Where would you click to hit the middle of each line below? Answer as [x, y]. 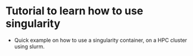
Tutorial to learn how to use [74, 11]
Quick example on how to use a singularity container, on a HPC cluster [101, 40]
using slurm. [29, 46]
